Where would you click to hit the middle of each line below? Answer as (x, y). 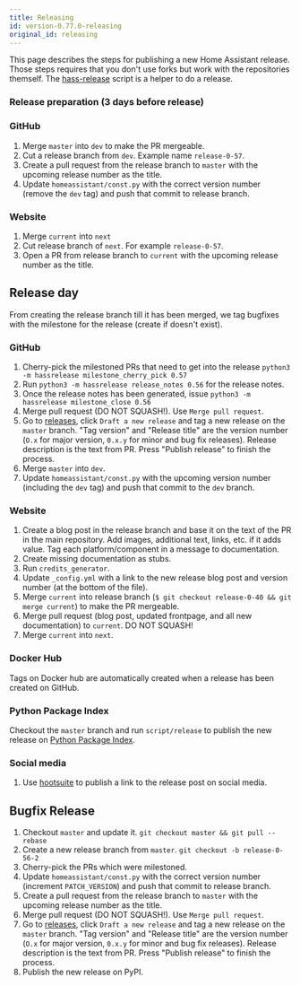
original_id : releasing (54, 34)
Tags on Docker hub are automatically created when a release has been (142, 677)
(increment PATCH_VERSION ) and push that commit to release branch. (146, 886)
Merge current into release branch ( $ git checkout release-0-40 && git (157, 597)
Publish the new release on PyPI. (82, 972)
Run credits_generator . (66, 568)
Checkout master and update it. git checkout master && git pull (143, 832)
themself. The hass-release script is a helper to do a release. (121, 79)
